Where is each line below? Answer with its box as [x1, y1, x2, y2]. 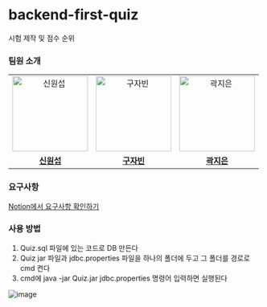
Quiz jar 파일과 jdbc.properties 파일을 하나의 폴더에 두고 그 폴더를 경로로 [19, 253, 251, 263]
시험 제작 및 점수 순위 [8, 33, 75, 43]
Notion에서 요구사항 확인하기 [8, 201, 100, 211]
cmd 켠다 [19, 263, 51, 272]
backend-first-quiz [8, 6, 139, 24]
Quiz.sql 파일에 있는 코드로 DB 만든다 [19, 243, 138, 252]
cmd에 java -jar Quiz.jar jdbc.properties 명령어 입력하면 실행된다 [19, 273, 228, 283]
